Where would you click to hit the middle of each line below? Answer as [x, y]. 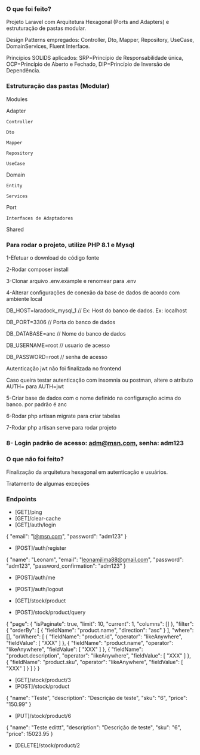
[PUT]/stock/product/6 [43, 716]
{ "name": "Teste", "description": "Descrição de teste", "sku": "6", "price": [97, 698]
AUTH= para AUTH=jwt [35, 386]
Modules [17, 99]
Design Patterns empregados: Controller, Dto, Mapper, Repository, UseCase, [100, 40]
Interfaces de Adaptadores [40, 218]
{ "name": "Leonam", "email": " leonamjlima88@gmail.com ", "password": [95, 560]
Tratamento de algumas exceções [48, 484]
